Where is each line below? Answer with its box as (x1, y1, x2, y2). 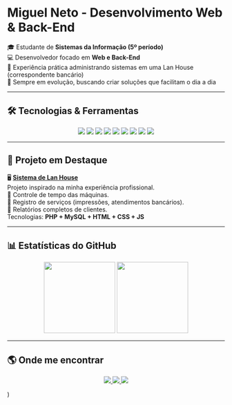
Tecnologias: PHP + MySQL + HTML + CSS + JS (7, 212, 145, 220)
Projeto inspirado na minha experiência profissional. (7, 183, 155, 191)
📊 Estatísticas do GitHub (7, 240, 117, 252)
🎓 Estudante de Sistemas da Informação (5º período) (7, 43, 164, 51)
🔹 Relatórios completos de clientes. (7, 205, 108, 214)
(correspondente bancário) (7, 70, 84, 79)
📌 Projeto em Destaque (7, 154, 108, 167)
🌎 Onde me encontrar (7, 354, 104, 366)
